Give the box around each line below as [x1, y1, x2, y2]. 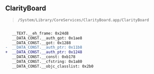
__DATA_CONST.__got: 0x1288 [12, 40, 71, 45]
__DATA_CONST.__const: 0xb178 [12, 54, 76, 60]
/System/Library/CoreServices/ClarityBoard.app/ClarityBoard [17, 17, 149, 22]
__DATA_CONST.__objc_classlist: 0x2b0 [12, 63, 94, 69]
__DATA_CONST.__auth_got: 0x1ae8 [12, 35, 82, 41]
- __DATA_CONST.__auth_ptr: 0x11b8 [5, 45, 82, 50]
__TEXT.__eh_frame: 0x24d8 [12, 30, 69, 36]
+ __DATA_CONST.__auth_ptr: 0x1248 [5, 50, 82, 55]
